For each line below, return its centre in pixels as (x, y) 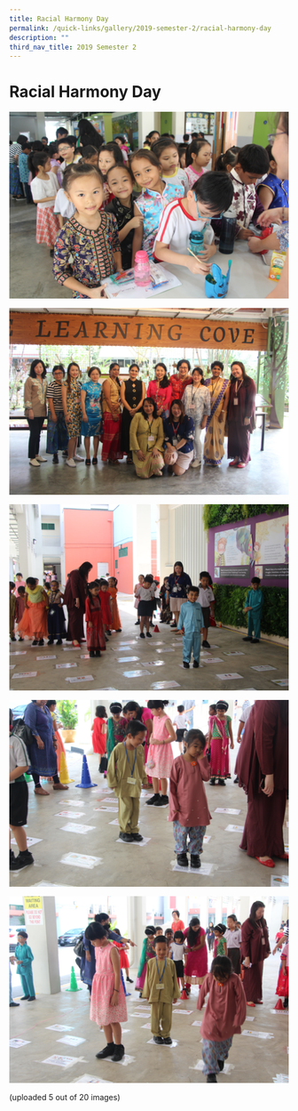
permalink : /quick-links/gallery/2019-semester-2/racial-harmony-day (141, 28)
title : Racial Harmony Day (59, 19)
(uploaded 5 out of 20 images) (65, 1097)
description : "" (39, 37)
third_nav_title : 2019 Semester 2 (73, 47)
